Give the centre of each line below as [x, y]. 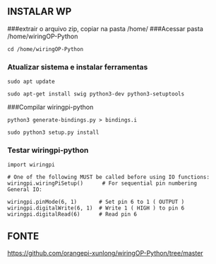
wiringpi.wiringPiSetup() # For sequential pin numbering [102, 183]
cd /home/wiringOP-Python [45, 49]
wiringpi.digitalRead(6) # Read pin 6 [72, 214]
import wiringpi [31, 165]
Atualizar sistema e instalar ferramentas [78, 67]
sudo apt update [31, 82]
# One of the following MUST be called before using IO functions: [109, 177]
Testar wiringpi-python [48, 150]
